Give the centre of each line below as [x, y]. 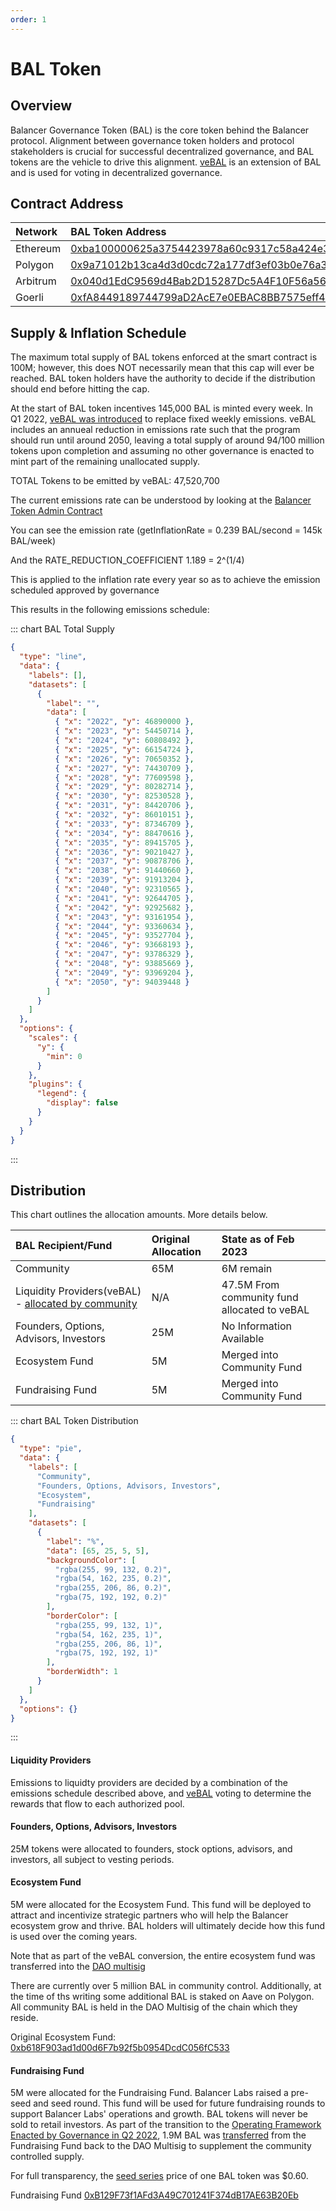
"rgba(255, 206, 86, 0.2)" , [113, 1588]
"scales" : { [53, 1038]
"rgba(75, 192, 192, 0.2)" [111, 1597]
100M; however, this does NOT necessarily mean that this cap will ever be [162, 368]
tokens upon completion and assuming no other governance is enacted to [162, 451]
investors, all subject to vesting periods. [92, 1859]
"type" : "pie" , [51, 1449]
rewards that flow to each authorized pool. [97, 1803]
